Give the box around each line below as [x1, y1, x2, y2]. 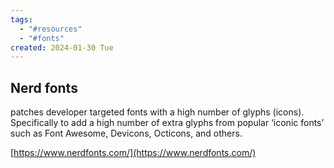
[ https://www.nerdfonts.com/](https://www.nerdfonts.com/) [10, 147, 257, 159]
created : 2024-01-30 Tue [10, 42, 114, 53]
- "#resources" [19, 24, 83, 34]
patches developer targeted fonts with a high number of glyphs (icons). [10, 106, 305, 118]
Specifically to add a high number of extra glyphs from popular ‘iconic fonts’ [10, 117, 325, 129]
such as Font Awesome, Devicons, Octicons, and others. [10, 127, 243, 140]
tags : [10, 14, 33, 25]
